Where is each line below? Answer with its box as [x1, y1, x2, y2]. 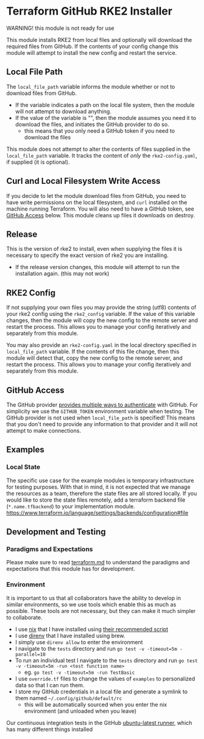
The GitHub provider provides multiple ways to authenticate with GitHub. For [6, 401, 198, 408]
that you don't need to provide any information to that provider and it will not [6, 421, 198, 427]
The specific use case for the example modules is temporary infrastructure [6, 477, 194, 484]
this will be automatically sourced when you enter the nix [24, 701, 167, 708]
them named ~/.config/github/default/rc [15, 694, 122, 701]
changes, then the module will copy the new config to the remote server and [6, 317, 198, 324]
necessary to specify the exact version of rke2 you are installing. [6, 251, 169, 259]
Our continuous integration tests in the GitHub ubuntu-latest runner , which [6, 719, 192, 726]
